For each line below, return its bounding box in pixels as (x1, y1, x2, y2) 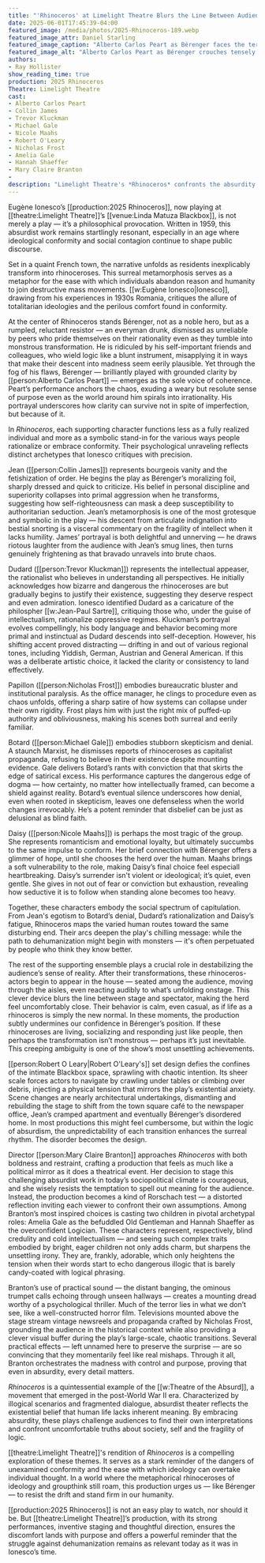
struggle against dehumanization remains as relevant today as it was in (8, 1539, 239, 1548)
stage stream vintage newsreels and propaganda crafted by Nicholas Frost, (8, 1316, 253, 1326)
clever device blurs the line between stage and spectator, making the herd (8, 993, 250, 1003)
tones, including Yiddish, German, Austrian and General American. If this (8, 648, 244, 657)
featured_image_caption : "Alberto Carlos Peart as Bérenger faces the (8, 41, 245, 49)
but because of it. (8, 409, 65, 419)
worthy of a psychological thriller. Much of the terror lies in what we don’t (8, 1299, 247, 1309)
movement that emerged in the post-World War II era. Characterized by (8, 1390, 239, 1399)
